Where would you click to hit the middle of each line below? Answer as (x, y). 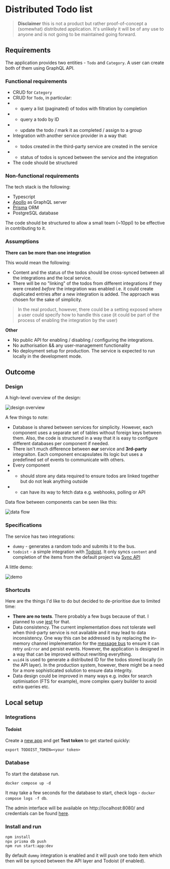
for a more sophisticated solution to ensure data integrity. (73, 670)
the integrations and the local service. (52, 278)
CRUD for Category (32, 92)
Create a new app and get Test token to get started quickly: (68, 741)
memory (21, 643)
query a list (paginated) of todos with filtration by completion (83, 108)
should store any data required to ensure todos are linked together (90, 476)
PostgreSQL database (36, 213)
